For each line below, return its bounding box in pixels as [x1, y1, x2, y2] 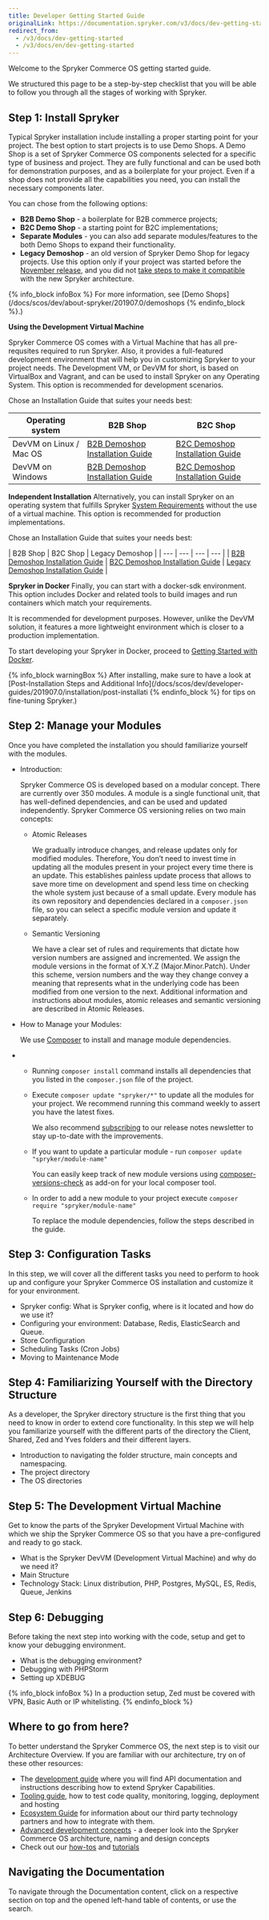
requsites [8, 346, 39, 355]
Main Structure [19, 1570, 70, 1580]
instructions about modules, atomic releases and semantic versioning [31, 995, 261, 1004]
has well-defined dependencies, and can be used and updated [19, 797, 227, 806]
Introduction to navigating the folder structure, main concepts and [19, 1450, 238, 1460]
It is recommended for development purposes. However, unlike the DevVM [8, 613, 255, 623]
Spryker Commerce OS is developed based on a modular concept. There [19, 779, 261, 790]
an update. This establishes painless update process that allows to [31, 871, 251, 880]
